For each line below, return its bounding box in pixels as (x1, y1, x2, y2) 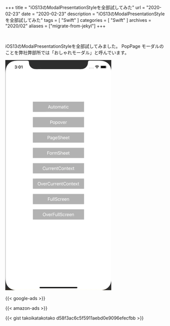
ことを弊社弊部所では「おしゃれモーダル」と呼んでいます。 (5, 50, 129, 55)
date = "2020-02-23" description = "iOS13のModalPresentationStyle (21, 11, 165, 17)
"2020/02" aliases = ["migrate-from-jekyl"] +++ (5, 23, 106, 29)
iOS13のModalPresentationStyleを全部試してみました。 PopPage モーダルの (5, 43, 164, 49)
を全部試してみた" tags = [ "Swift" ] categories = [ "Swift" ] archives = (5, 17, 152, 23)
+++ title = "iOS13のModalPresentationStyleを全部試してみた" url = (5, 5, 146, 10)
